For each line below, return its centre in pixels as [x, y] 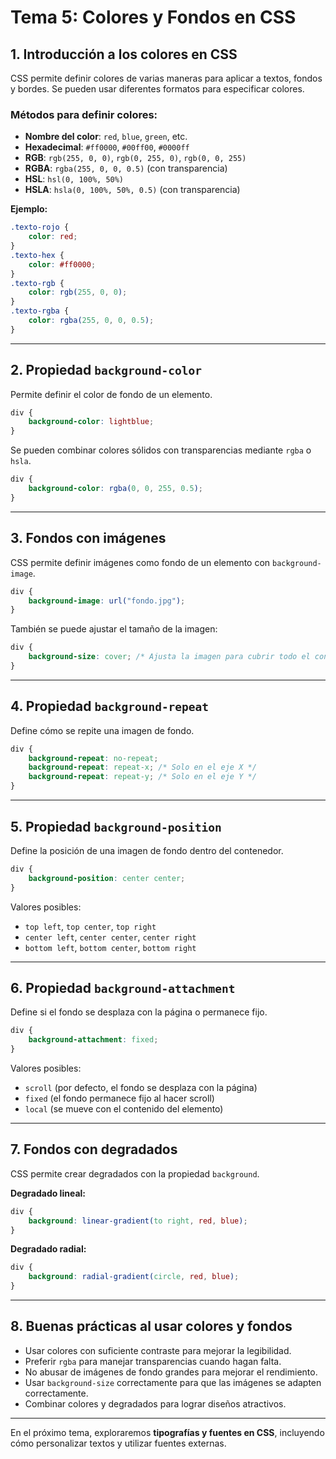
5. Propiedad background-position [116, 826]
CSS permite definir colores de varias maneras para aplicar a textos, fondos [166, 78]
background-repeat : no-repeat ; [93, 758]
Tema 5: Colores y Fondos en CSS [153, 17]
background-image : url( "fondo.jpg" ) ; [107, 601]
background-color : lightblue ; [91, 422]
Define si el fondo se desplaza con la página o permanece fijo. [139, 1012]
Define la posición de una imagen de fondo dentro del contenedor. [147, 850]
